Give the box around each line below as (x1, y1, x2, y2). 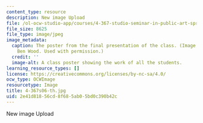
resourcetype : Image (6, 82, 59, 88)
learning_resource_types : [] (6, 65, 80, 71)
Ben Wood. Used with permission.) (17, 48, 104, 55)
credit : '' (11, 54, 39, 60)
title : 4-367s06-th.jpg (6, 88, 66, 94)
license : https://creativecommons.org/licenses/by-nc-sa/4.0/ (6, 71, 166, 77)
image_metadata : (6, 37, 47, 43)
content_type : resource (6, 8, 66, 15)
